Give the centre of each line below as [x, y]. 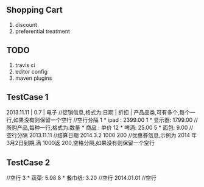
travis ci [25, 65]
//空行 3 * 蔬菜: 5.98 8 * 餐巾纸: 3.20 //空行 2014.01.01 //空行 [81, 178]
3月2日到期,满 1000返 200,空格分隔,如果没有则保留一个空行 [81, 143]
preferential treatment [42, 31]
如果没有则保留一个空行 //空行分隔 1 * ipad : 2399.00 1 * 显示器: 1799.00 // [105, 120]
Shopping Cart [34, 10]
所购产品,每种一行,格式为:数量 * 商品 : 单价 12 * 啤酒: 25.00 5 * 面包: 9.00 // [100, 128]
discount [26, 24]
